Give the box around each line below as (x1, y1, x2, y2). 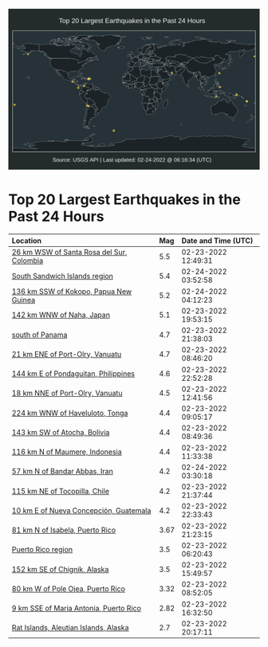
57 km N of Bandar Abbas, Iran (11, 467, 113, 476)
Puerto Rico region (11, 545, 73, 555)
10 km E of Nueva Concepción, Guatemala (11, 505, 152, 515)
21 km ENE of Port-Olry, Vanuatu (11, 349, 122, 359)
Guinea (11, 295, 36, 304)
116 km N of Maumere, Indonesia (11, 447, 122, 457)
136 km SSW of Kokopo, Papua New (11, 286, 132, 296)
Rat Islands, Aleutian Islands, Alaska (11, 623, 129, 633)
